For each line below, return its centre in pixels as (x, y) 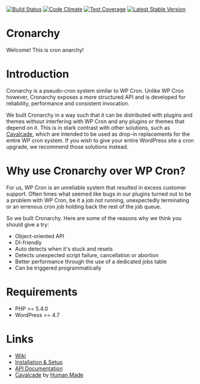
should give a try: (28, 224)
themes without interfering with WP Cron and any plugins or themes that (96, 121)
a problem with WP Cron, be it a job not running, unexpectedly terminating (98, 200)
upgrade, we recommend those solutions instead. (67, 147)
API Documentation (39, 368)
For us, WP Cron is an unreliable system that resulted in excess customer (96, 187)
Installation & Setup (39, 362)
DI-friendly (28, 242)
